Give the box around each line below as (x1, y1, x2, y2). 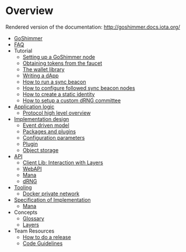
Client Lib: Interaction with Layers (22, 159, 103, 166)
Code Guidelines (22, 240, 63, 247)
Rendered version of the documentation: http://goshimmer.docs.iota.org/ (5, 23, 180, 30)
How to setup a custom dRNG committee (22, 96, 121, 103)
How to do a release (22, 233, 71, 240)
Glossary (22, 215, 44, 222)
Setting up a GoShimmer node (22, 53, 96, 60)
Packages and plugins (22, 127, 76, 135)
